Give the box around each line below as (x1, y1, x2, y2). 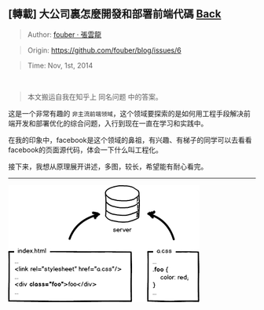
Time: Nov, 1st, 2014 (27, 60, 93, 70)
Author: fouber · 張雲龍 (27, 30, 102, 39)
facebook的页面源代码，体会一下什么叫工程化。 (8, 144, 163, 155)
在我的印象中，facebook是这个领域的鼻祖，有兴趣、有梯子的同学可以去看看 (8, 135, 253, 144)
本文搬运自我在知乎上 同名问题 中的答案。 (27, 92, 163, 101)
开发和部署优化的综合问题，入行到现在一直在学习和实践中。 (14, 119, 208, 128)
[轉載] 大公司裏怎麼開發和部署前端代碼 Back (8, 7, 222, 21)
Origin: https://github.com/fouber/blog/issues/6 (27, 46, 182, 55)
